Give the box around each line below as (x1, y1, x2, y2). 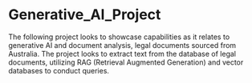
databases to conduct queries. (8, 65, 110, 75)
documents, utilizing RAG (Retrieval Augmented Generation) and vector (8, 57, 244, 67)
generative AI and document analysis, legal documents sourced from (8, 40, 237, 49)
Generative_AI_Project (8, 6, 161, 24)
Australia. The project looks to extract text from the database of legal (8, 49, 237, 58)
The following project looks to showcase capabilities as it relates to (8, 32, 230, 41)
